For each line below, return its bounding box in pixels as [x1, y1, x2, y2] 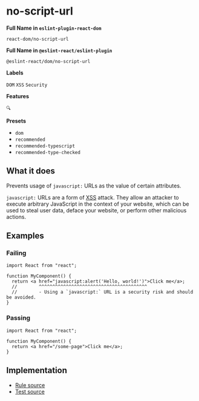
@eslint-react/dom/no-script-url [6, 58, 91, 64]
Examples [6, 231, 44, 241]
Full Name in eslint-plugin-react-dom [6, 24, 102, 32]
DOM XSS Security [6, 82, 48, 88]
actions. [6, 213, 26, 220]
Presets [6, 117, 26, 124]
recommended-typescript [15, 143, 76, 149]
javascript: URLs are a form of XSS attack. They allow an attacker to [6, 194, 180, 201]
